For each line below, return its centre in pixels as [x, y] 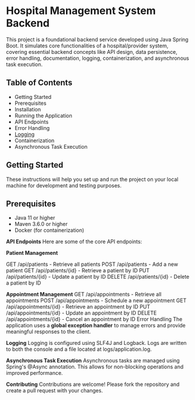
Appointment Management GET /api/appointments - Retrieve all [84, 295]
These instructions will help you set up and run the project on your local [92, 179]
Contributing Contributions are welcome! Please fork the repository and [93, 384]
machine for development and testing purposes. [64, 185]
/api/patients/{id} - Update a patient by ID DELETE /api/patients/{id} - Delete [98, 277]
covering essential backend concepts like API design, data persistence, [92, 52]
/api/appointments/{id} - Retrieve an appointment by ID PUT [78, 307]
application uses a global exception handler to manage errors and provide [96, 326]
